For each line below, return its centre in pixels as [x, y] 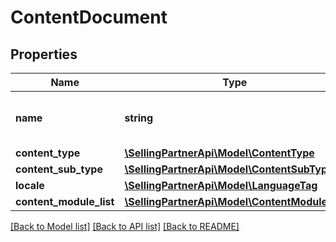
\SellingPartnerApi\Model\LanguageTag [221, 185]
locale [30, 185]
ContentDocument [89, 17]
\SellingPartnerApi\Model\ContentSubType [229, 169]
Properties [44, 54]
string [139, 118]
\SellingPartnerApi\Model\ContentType [219, 153]
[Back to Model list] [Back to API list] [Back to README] [125, 226]
